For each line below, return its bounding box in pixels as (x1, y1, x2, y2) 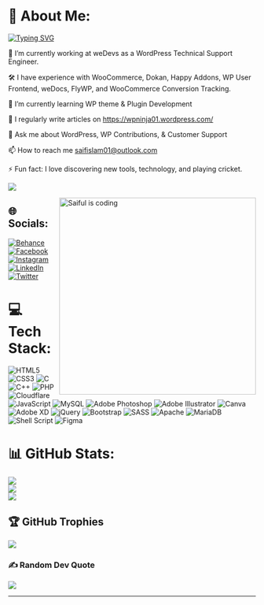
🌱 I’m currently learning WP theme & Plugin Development (8, 98, 192, 109)
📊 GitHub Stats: (8, 444, 115, 462)
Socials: (8, 217, 49, 231)
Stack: (8, 339, 52, 357)
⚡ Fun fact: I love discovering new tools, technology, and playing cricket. (8, 164, 243, 173)
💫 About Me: (8, 7, 91, 25)
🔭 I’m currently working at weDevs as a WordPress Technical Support (8, 48, 233, 58)
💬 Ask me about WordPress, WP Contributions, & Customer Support (8, 129, 228, 139)
